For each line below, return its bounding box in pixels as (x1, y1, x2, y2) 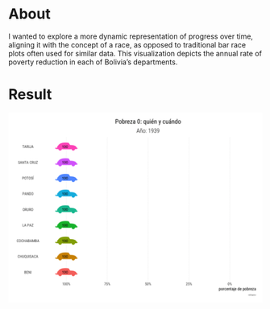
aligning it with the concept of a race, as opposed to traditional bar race (8, 39, 247, 49)
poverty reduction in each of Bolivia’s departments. (8, 57, 178, 67)
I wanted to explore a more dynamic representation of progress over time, (8, 31, 254, 41)
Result (8, 85, 52, 104)
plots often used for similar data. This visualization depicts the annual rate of (8, 48, 262, 58)
